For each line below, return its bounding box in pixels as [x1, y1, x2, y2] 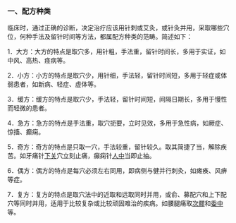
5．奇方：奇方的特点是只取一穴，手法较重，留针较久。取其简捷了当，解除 [7, 143, 221, 151]
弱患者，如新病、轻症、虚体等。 [7, 80, 100, 89]
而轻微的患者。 [7, 104, 51, 112]
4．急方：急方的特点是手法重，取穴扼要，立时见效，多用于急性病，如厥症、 [7, 119, 228, 128]
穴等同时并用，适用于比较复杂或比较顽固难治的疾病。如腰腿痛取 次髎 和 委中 [7, 199, 223, 207]
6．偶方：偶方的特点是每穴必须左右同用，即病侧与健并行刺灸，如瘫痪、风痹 [7, 167, 228, 175]
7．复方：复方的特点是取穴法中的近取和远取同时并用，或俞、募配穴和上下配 [7, 191, 227, 199]
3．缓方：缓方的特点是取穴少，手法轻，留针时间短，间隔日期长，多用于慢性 [7, 95, 228, 104]
